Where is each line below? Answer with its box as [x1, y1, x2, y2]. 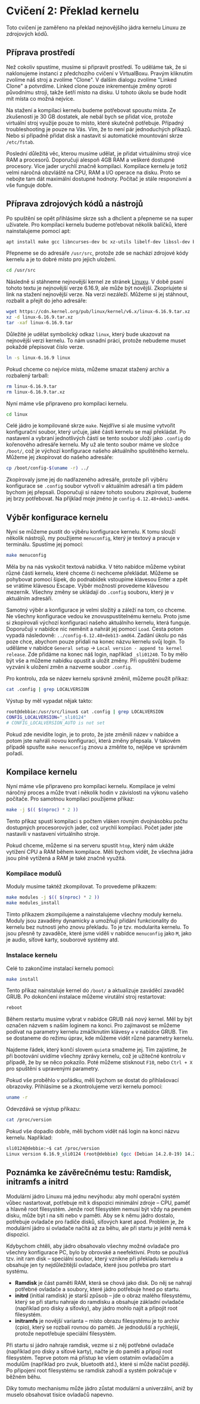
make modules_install [6, 900, 60, 906]
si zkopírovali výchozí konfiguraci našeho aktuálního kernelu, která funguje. [6, 619, 191, 626]
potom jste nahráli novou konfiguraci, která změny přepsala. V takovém [6, 737, 180, 744]
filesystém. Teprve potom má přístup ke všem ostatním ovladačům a [6, 1354, 174, 1361]
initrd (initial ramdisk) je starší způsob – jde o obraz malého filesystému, [14, 1292, 192, 1299]
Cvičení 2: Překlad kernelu [6, 4, 139, 18]
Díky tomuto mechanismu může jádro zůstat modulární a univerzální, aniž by [6, 1384, 193, 1391]
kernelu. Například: [6, 1134, 53, 1141]
